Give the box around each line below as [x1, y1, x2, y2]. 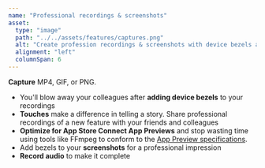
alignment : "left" [15, 48, 77, 56]
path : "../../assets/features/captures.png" [15, 33, 164, 42]
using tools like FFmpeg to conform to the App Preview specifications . [19, 134, 248, 144]
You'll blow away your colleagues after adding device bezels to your [19, 92, 243, 102]
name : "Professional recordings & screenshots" [8, 11, 168, 20]
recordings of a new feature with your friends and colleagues [19, 118, 219, 127]
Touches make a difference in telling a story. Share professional [19, 109, 228, 118]
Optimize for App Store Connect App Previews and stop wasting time [19, 125, 248, 135]
